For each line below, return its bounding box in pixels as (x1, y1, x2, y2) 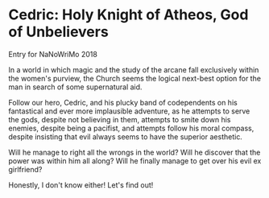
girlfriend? (8, 164, 43, 174)
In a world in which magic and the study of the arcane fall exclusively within (8, 64, 259, 74)
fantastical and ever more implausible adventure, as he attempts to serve (8, 106, 250, 116)
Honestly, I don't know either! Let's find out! (8, 179, 154, 190)
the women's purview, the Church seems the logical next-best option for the (8, 73, 262, 83)
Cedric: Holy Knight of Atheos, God (8, 6, 249, 24)
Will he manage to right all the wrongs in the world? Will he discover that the (8, 147, 261, 157)
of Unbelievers (8, 23, 109, 41)
